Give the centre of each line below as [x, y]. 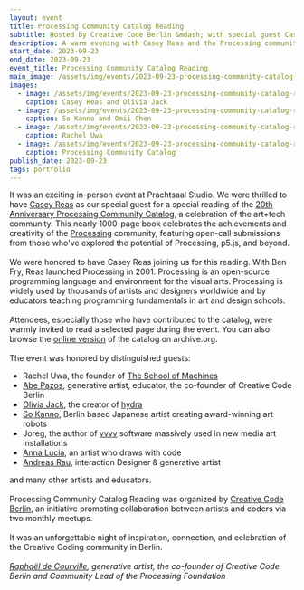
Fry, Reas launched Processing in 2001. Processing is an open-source [139, 271]
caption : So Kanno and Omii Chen [89, 119]
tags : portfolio [40, 169]
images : [24, 85]
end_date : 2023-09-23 [50, 60]
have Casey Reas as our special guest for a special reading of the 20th [141, 205]
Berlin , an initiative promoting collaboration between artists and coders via [148, 509]
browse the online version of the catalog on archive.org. [114, 339]
